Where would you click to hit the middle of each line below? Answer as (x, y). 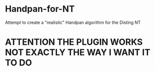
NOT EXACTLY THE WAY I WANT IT (78, 53)
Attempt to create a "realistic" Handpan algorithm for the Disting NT (73, 22)
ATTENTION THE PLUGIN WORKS (74, 42)
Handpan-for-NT (40, 9)
